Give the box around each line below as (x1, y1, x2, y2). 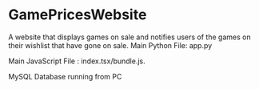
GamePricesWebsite (8, 6, 147, 24)
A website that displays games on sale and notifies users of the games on (8, 32, 251, 42)
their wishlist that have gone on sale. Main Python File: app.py (8, 40, 213, 50)
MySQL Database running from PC (8, 71, 122, 81)
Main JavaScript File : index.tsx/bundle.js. (8, 56, 145, 66)
